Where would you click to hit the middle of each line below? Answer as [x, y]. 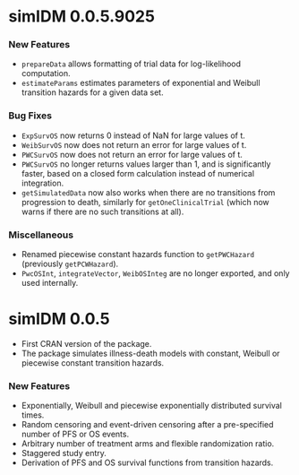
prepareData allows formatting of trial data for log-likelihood [131, 64]
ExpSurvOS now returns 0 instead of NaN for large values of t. [133, 135]
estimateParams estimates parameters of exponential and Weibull [141, 83]
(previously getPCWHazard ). [70, 264]
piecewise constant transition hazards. [93, 363]
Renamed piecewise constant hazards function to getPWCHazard [138, 255]
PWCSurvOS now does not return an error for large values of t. [132, 154]
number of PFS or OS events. [75, 434]
